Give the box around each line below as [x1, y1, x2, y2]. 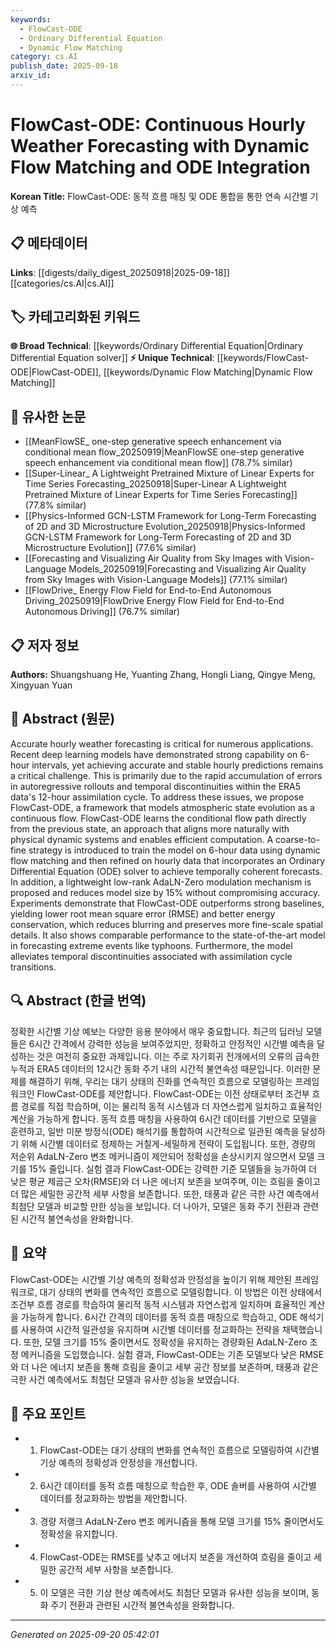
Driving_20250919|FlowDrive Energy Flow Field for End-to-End [24, 595, 285, 607]
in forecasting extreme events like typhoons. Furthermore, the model [10, 939, 293, 951]
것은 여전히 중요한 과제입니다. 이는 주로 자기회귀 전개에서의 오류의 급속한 [36, 1050, 320, 1062]
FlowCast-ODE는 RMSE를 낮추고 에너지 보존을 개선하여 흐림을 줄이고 [39, 1551, 312, 1563]
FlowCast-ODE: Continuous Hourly [10, 114, 306, 136]
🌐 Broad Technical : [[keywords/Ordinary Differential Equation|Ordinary [10, 340, 303, 352]
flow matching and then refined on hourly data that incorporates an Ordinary [10, 854, 325, 866]
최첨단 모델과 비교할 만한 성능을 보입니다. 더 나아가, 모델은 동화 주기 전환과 [10, 1200, 301, 1212]
